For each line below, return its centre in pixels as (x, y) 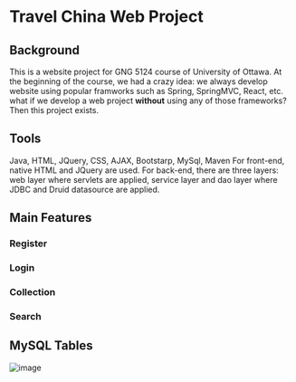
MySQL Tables (51, 346)
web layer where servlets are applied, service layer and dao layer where (143, 179)
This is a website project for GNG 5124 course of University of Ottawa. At (146, 72)
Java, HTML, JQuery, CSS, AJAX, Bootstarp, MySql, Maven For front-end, (147, 160)
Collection (33, 291)
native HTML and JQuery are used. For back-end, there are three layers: (144, 170)
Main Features (51, 218)
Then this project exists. (54, 110)
